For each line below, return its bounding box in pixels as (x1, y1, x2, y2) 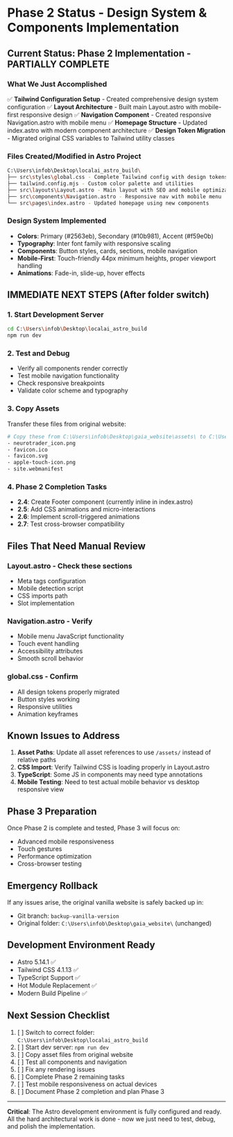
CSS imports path (17, 591, 68, 600)
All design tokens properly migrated (17, 687, 120, 696)
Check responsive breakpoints (17, 379, 105, 388)
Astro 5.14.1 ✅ (17, 957, 57, 966)
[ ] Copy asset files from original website (17, 1050, 134, 1058)
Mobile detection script (17, 584, 84, 592)
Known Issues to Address (7, 729, 120, 742)
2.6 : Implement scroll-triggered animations (17, 513, 140, 521)
